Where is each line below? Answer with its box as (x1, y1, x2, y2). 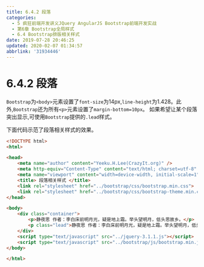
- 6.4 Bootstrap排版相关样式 (12, 32, 80, 38)
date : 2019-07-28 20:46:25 (6, 37, 75, 43)
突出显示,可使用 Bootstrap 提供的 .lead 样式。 (6, 113, 115, 120)
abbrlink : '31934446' (6, 49, 61, 55)
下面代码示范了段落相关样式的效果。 (6, 126, 97, 133)
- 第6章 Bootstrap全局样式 (12, 26, 75, 32)
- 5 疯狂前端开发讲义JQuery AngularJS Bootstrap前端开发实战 (12, 20, 157, 26)
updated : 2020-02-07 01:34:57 (6, 43, 83, 49)
